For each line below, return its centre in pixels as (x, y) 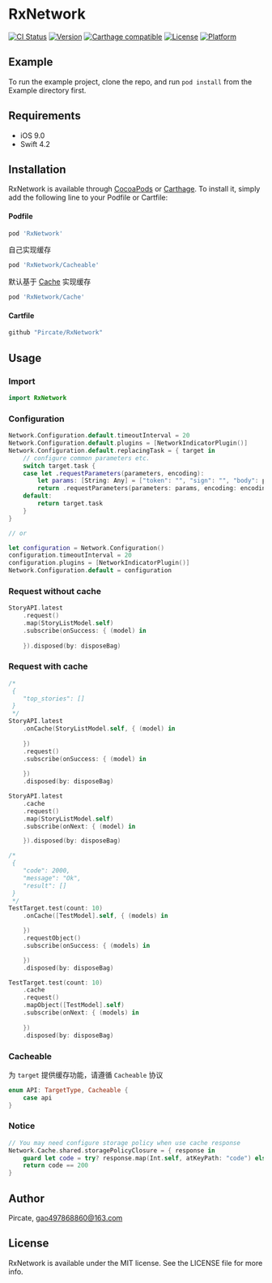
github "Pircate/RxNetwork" (56, 333)
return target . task (70, 504)
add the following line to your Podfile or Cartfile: (88, 198)
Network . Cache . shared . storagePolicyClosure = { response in (112, 1150)
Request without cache (55, 591)
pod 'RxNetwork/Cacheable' (54, 265)
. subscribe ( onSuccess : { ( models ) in (87, 945)
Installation (37, 169)
